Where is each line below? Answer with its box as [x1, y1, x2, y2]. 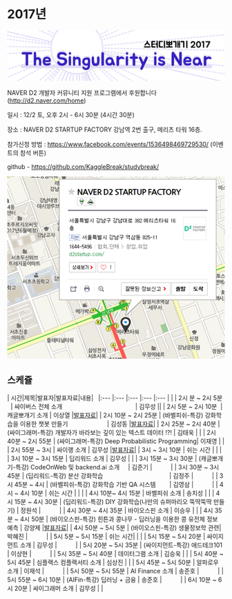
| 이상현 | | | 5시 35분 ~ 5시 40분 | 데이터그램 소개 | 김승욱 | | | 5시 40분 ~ [7, 550, 224, 557]
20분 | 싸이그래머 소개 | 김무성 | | [14, 584, 104, 592]
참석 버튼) [19, 148, 47, 157]
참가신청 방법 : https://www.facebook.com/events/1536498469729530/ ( [7, 140, 213, 148]
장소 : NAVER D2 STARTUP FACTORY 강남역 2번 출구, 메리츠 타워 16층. [7, 125, 202, 134]
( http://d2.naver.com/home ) [7, 96, 86, 105]
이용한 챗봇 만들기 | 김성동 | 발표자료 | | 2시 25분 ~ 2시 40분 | [19, 420, 220, 428]
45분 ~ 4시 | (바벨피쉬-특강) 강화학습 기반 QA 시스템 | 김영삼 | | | [14, 481, 219, 488]
